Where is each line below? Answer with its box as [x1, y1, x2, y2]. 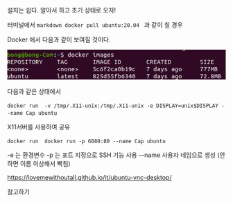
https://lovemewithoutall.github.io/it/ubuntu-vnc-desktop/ [7, 173, 172, 181]
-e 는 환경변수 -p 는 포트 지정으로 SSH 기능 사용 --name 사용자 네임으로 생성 [7, 151, 216, 159]
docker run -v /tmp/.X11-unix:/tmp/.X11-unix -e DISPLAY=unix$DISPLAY [7, 102, 218, 109]
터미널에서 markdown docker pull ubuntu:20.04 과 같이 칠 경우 [7, 21, 183, 29]
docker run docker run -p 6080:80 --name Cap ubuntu [7, 138, 166, 145]
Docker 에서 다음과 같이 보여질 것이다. [7, 35, 111, 44]
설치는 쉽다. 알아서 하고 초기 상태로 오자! [7, 6, 116, 14]
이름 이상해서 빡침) [19, 159, 71, 167]
